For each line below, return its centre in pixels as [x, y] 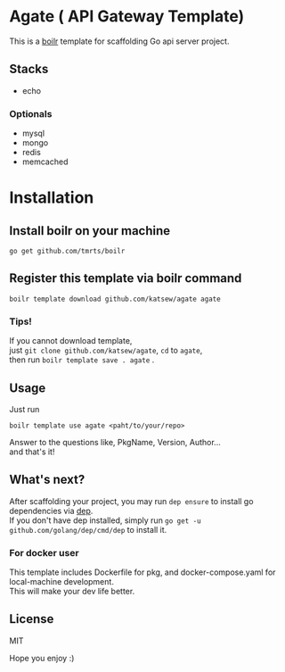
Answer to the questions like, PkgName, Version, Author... [115, 442]
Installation [52, 198]
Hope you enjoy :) [42, 658]
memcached [45, 162]
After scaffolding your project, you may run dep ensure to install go [131, 501]
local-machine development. [61, 582]
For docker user [44, 552]
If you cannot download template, [71, 341]
